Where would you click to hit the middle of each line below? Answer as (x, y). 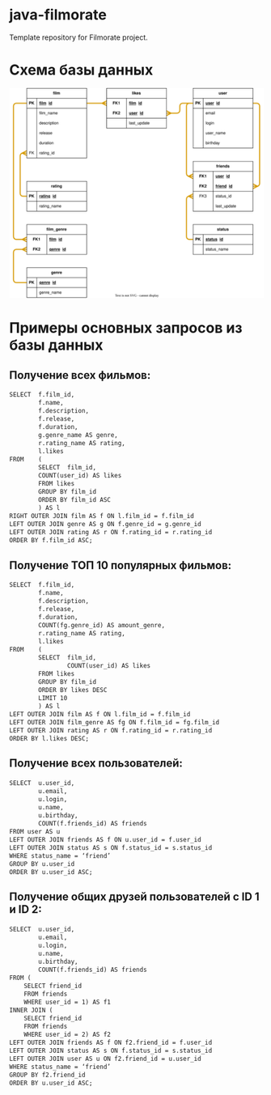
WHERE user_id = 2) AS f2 (68, 1034)
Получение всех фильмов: (80, 375)
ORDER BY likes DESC (73, 690)
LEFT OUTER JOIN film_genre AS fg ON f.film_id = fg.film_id (114, 723)
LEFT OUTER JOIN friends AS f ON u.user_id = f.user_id (105, 839)
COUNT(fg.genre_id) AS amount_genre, (102, 626)
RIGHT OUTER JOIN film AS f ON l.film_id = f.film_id (102, 516)
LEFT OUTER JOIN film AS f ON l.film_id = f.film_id (100, 715)
